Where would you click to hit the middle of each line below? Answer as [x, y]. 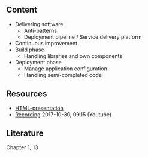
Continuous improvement [46, 43]
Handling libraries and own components [73, 56]
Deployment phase [38, 62]
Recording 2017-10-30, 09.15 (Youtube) [63, 114]
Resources [27, 94]
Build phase [29, 50]
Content [22, 10]
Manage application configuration [66, 69]
